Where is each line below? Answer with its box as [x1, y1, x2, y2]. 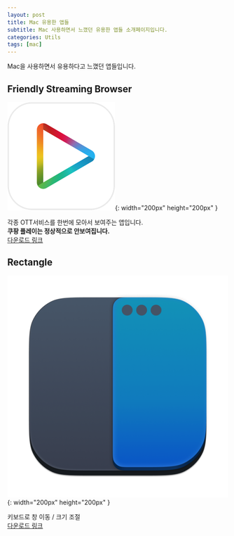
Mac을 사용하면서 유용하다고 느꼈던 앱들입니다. [7, 62, 137, 70]
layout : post [7, 11, 46, 18]
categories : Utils [7, 34, 61, 41]
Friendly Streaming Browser [7, 83, 132, 95]
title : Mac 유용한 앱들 [7, 18, 69, 26]
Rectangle [7, 257, 53, 269]
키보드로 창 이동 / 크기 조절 [7, 512, 81, 521]
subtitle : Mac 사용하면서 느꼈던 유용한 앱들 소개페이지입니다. [7, 26, 168, 33]
